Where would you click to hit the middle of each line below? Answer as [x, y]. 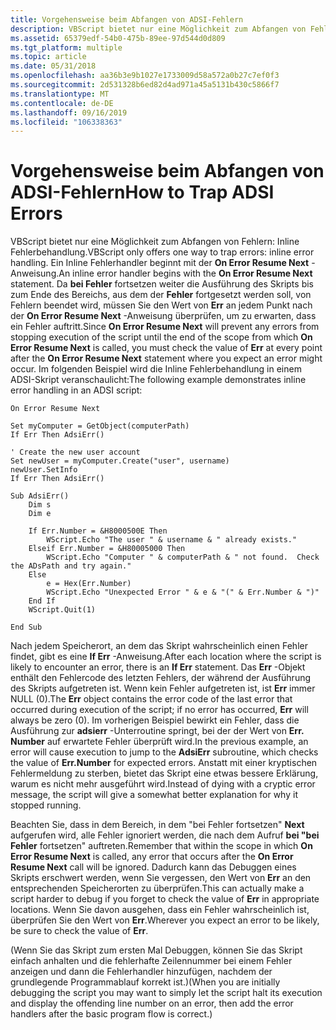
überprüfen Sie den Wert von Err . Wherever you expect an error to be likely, [165, 920]
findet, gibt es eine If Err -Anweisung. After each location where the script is [166, 657]
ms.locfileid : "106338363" [66, 122]
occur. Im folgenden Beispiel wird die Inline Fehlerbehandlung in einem [156, 369]
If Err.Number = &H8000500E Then [98, 531]
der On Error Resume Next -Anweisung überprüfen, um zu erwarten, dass [163, 316]
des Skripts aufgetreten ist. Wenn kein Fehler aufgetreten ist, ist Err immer [163, 688]
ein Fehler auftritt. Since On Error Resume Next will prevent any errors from [165, 327]
